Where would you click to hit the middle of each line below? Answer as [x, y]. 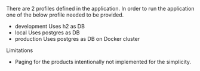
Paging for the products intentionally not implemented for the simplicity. [103, 62]
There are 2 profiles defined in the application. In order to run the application [100, 9]
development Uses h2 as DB [50, 26]
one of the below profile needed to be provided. [65, 15]
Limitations [20, 50]
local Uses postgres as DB [47, 33]
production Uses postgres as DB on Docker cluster [77, 39]
